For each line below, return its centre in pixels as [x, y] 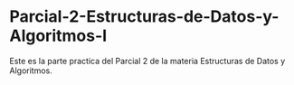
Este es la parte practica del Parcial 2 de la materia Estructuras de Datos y [147, 61]
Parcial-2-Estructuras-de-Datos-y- [144, 17]
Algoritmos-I [58, 36]
